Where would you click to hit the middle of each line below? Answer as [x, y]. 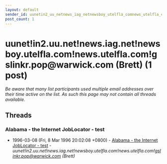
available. [15, 99]
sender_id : [16, 14]
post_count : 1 [20, 19]
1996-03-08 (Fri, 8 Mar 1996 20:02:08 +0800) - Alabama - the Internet [85, 140]
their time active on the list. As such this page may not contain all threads [81, 94]
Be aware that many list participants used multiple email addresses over [80, 89]
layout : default [22, 10]
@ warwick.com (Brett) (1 [100, 65]
